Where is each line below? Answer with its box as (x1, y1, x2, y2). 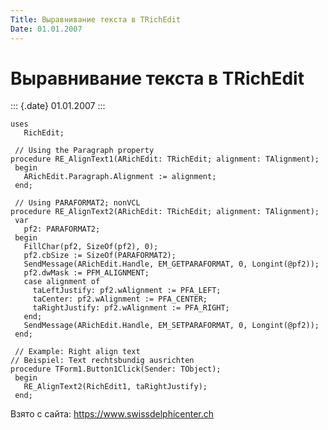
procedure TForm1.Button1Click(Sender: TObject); (10, 364, 222, 375)
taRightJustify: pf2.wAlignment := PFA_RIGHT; (32, 303, 230, 313)
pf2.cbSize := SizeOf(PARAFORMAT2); (23, 251, 177, 261)
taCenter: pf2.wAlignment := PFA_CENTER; (32, 294, 208, 305)
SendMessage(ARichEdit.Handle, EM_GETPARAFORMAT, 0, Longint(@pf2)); (23, 259, 320, 270)
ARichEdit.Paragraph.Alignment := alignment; (23, 172, 217, 182)
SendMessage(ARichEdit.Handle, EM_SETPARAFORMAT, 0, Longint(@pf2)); (23, 321, 320, 331)
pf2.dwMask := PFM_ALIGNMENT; (23, 268, 150, 278)
